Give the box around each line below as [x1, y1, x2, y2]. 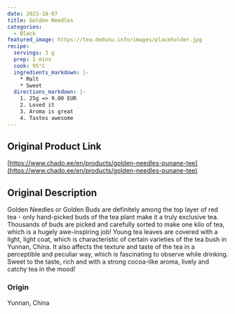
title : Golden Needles [7, 17, 74, 24]
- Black [13, 29, 36, 37]
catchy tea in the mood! [7, 265, 76, 273]
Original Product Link [7, 141, 102, 153]
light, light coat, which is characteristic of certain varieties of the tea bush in [7, 235, 227, 244]
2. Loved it [20, 102, 55, 109]
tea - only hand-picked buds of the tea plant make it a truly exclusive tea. [7, 213, 219, 221]
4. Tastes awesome [20, 114, 74, 121]
